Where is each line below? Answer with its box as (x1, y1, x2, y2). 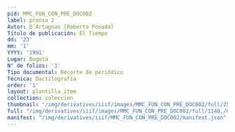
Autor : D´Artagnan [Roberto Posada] (7, 23, 114, 30)
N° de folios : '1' (7, 62, 61, 69)
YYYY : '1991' (7, 50, 45, 57)
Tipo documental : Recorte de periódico (7, 68, 124, 75)
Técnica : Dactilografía (7, 75, 77, 82)
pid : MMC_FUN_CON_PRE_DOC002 (7, 10, 92, 17)
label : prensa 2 (7, 17, 55, 24)
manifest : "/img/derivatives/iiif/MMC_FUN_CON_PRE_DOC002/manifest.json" (7, 114, 227, 121)
